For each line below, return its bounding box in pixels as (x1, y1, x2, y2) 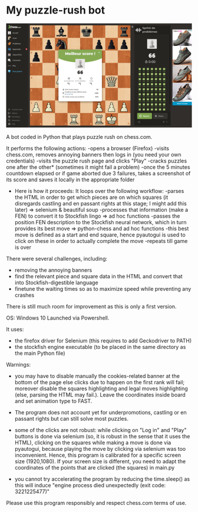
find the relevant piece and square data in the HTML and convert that (14, 273, 183, 280)
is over (14, 244, 31, 251)
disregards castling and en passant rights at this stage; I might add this (14, 200, 187, 207)
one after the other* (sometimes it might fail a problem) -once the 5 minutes (6, 164, 190, 171)
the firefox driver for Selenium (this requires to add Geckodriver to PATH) (14, 337, 192, 344)
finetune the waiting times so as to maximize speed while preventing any (14, 285, 192, 292)
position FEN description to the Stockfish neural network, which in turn (14, 219, 187, 226)
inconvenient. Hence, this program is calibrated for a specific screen (14, 451, 181, 459)
